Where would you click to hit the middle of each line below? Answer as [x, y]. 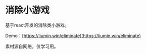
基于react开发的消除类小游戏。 [37, 25]
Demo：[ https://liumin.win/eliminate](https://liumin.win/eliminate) [73, 35]
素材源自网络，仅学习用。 [32, 46]
